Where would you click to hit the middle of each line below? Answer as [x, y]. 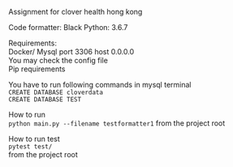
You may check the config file [58, 60]
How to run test [35, 139]
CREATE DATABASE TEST [45, 100]
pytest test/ [30, 147]
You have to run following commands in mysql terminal [100, 85]
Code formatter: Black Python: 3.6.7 [68, 27]
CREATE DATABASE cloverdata [56, 92]
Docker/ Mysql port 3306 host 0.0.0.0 [71, 51]
